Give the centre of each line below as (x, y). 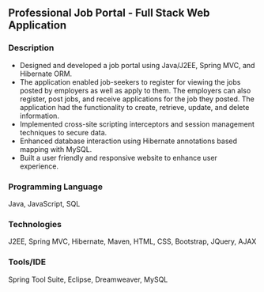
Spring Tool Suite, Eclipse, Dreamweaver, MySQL (88, 279)
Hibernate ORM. (46, 74)
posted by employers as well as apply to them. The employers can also (135, 90)
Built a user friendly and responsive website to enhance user (118, 157)
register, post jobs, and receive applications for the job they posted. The (137, 99)
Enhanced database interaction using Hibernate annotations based (128, 141)
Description (31, 48)
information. (39, 116)
